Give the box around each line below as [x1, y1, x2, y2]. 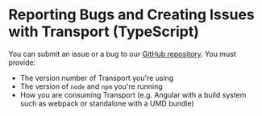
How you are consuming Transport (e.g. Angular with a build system [19, 90, 247, 99]
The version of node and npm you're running [19, 82, 163, 91]
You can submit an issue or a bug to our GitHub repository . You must [8, 49, 236, 58]
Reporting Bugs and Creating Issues [8, 6, 256, 24]
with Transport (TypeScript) [8, 22, 199, 41]
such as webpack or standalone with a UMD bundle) [19, 98, 195, 108]
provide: [8, 58, 36, 67]
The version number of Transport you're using [19, 73, 174, 82]
